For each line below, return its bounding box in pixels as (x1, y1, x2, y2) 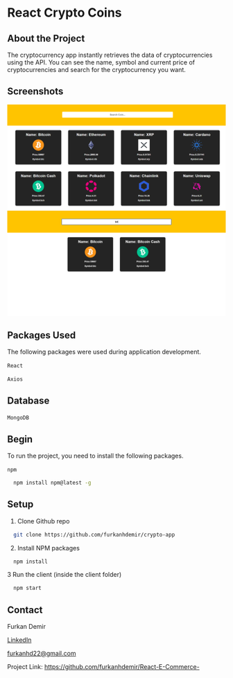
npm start (13, 584, 42, 592)
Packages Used (7, 329, 76, 341)
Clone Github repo (17, 516, 70, 525)
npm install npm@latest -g (13, 480, 92, 487)
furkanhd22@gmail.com (7, 650, 76, 658)
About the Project (7, 33, 85, 44)
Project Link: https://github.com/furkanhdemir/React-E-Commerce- (7, 663, 200, 671)
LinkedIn (7, 636, 32, 644)
